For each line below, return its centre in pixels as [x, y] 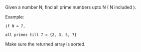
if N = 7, [15, 26]
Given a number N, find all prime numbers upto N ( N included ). [71, 7]
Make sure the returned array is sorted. [45, 44]
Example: [15, 17]
